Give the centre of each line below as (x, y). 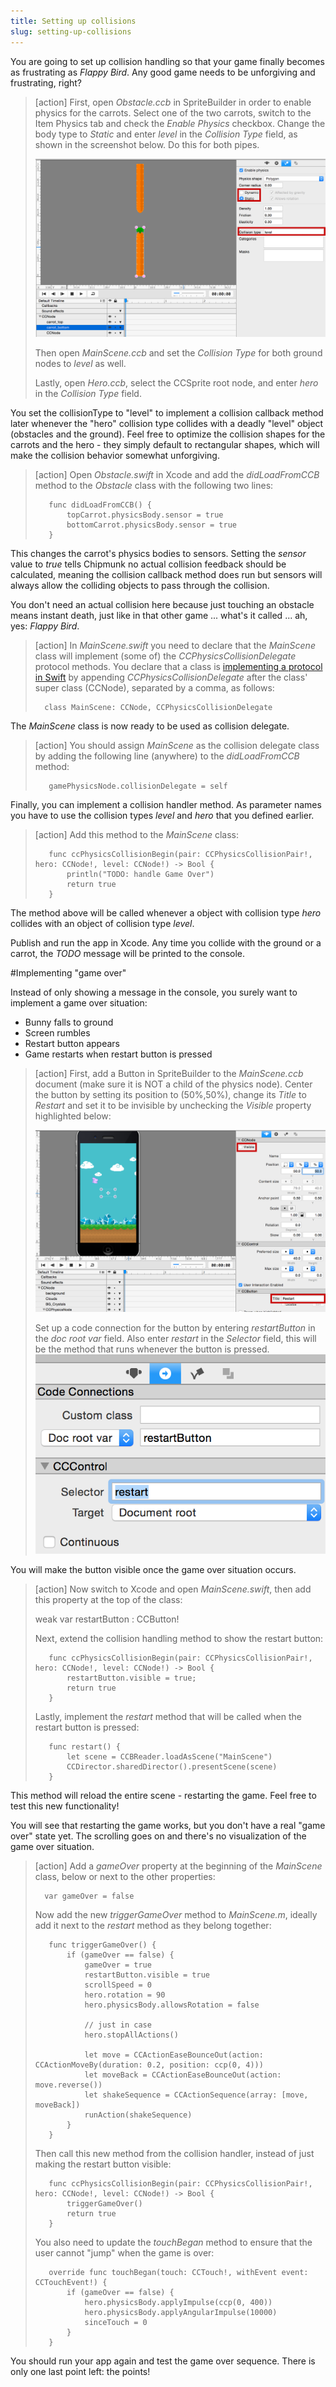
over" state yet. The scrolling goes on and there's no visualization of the (158, 1836)
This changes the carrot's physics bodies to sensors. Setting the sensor (158, 553)
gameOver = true (118, 1965)
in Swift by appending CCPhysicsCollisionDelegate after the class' (171, 677)
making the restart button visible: (103, 2164)
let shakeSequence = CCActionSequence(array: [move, (196, 2095)
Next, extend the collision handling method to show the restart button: (179, 1639)
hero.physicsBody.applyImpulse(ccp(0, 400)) (178, 2303)
